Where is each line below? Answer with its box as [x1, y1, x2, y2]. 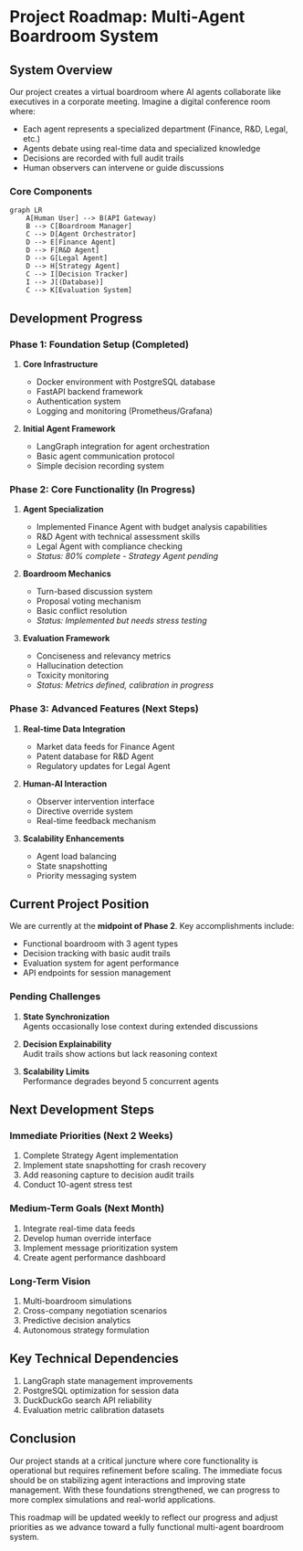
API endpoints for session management [22, 967, 172, 978]
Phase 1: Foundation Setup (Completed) [9, 338, 190, 351]
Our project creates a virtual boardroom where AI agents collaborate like [9, 87, 281, 97]
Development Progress [9, 311, 143, 326]
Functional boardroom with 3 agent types [22, 938, 179, 949]
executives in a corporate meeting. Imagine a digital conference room [9, 96, 271, 107]
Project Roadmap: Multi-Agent [9, 6, 246, 27]
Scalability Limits [22, 1066, 89, 1077]
